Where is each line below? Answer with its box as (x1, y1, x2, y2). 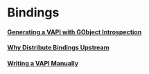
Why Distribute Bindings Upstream (7, 43, 109, 52)
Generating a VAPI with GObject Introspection (7, 27, 142, 36)
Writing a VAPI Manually (7, 59, 78, 67)
